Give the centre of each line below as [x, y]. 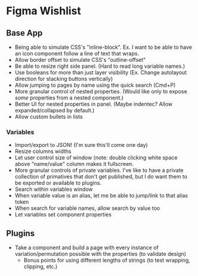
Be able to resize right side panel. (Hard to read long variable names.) [100, 66]
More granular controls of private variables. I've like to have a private [99, 170]
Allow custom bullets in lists [49, 117]
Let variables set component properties [63, 215]
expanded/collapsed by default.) [55, 110]
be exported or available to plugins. [58, 183]
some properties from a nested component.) [69, 98]
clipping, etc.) [40, 266]
